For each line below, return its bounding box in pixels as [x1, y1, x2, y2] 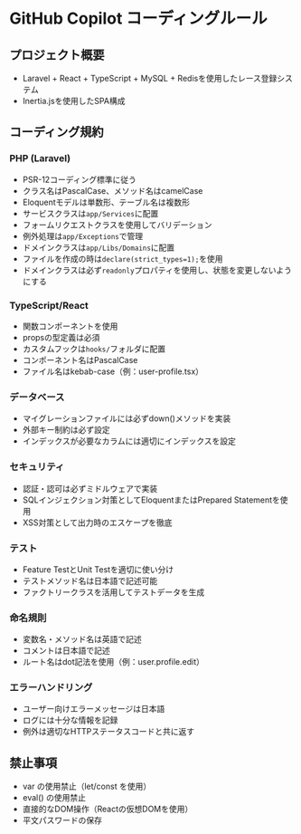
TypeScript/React [9, 299, 89, 312]
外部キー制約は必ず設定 [22, 425, 110, 436]
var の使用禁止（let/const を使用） [22, 781, 152, 792]
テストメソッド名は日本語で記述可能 [22, 575, 158, 586]
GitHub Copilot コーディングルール [9, 8, 268, 29]
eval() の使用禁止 [22, 792, 86, 803]
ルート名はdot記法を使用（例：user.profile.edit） [22, 657, 205, 667]
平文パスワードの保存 [22, 815, 102, 826]
